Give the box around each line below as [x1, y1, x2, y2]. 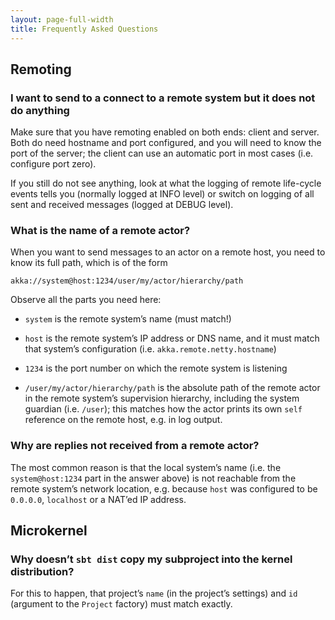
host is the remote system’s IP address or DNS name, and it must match [24, 332, 320, 345]
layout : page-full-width [10, 14, 114, 25]
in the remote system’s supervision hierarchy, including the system [24, 392, 300, 405]
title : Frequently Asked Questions [10, 24, 159, 34]
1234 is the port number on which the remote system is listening [24, 362, 288, 375]
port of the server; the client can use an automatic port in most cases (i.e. [10, 147, 314, 160]
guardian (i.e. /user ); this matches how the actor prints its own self [24, 403, 303, 415]
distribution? [10, 565, 75, 579]
